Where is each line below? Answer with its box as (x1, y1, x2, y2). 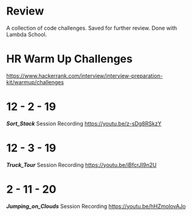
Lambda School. (6, 30, 47, 38)
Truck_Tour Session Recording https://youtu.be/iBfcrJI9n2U (6, 161, 157, 168)
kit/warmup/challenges (6, 78, 64, 86)
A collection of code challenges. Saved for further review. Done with (6, 24, 177, 32)
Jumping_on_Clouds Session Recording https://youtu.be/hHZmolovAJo (6, 202, 187, 210)
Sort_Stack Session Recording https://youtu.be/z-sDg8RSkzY (6, 120, 162, 127)
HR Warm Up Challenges (6, 52, 132, 66)
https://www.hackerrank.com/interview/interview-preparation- (6, 72, 163, 79)
